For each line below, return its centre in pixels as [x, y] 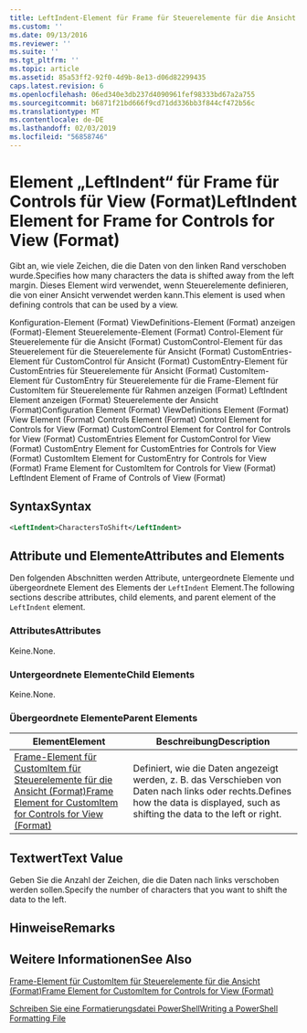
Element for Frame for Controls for [142, 221]
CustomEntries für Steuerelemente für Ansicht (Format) [113, 370]
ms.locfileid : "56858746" [58, 137]
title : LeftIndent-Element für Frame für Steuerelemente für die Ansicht [153, 18]
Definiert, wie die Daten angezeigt [206, 769]
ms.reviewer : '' [40, 43]
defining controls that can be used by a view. [94, 304]
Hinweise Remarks [63, 928]
